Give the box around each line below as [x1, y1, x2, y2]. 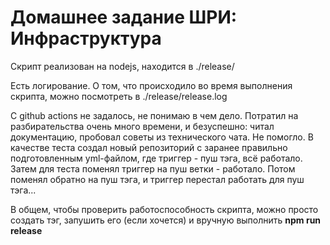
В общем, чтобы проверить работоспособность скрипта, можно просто [10, 203, 319, 215]
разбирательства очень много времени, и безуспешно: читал [10, 120, 275, 132]
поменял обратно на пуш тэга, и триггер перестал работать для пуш [10, 173, 305, 185]
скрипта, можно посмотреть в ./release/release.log [10, 90, 228, 102]
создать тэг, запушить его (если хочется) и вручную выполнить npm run [10, 214, 322, 226]
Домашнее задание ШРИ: [10, 6, 238, 29]
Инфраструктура [10, 27, 162, 50]
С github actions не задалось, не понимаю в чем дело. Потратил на [10, 109, 299, 121]
